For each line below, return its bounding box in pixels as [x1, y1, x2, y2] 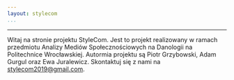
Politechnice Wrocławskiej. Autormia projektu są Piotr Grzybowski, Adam [7, 50, 217, 59]
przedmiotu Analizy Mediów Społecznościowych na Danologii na [7, 43, 193, 51]
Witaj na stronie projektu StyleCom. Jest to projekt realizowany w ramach [7, 35, 218, 43]
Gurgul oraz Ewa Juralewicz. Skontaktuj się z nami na [7, 57, 161, 66]
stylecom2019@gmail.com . [7, 65, 85, 73]
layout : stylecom [7, 10, 58, 17]
